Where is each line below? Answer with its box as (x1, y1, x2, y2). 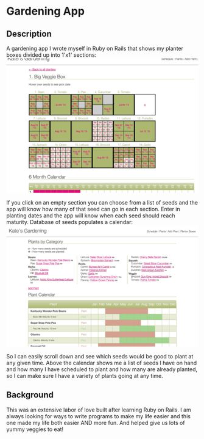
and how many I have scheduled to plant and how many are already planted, (6, 365, 198, 373)
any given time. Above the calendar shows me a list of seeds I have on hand (6, 359, 197, 366)
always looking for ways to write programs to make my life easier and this (6, 412, 191, 419)
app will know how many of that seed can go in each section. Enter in (6, 206, 181, 213)
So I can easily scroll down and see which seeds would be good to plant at (6, 352, 194, 360)
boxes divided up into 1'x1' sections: (6, 51, 97, 59)
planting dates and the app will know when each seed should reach (6, 212, 175, 219)
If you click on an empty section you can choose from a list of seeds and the (6, 199, 198, 206)
